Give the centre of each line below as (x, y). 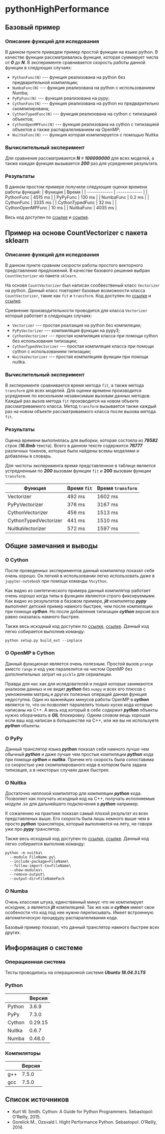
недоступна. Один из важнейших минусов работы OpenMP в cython (77, 699)
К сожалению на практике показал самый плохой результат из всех (77, 813)
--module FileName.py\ (33, 857)
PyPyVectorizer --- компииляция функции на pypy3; (66, 330)
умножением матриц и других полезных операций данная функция (76, 694)
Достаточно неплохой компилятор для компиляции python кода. (73, 793)
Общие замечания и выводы (52, 546)
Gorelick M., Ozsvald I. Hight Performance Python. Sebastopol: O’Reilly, (84, 1122)
